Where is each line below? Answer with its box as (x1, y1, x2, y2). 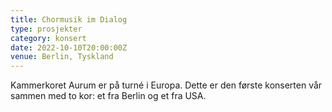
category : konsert (10, 33, 87, 43)
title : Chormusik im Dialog (10, 14, 128, 25)
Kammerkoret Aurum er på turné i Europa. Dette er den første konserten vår (10, 79, 323, 91)
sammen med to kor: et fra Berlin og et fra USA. (10, 90, 207, 102)
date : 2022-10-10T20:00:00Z (10, 42, 128, 53)
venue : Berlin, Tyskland (10, 52, 114, 62)
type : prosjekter (10, 24, 83, 34)
